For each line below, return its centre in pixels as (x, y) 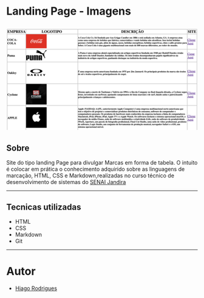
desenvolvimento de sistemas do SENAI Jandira (66, 182)
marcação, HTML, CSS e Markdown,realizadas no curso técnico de (90, 176)
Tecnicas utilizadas (44, 207)
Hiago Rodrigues (36, 288)
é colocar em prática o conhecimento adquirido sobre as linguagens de (96, 169)
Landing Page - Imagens (69, 11)
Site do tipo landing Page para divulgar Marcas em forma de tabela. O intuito (102, 163)
